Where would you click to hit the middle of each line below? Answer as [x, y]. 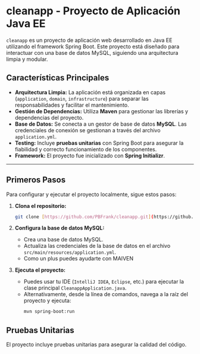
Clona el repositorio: [40, 206]
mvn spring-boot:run [49, 312]
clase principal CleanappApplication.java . [75, 288]
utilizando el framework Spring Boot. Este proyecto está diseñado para [93, 46]
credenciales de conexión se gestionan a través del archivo [87, 130]
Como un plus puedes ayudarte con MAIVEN [79, 259]
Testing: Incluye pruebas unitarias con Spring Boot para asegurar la [99, 143]
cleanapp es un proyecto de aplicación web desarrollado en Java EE [89, 40]
